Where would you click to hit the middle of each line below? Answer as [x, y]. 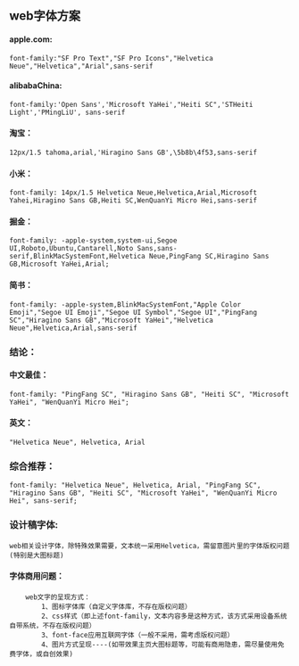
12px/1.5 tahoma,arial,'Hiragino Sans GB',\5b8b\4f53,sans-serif [133, 152]
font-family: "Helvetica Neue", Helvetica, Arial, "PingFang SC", [135, 485]
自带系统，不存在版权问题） [53, 625]
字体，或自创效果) [45, 654]
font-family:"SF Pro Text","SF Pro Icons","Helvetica [112, 58]
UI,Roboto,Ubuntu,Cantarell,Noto [71, 249]
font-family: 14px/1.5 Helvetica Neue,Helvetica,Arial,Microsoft [133, 193]
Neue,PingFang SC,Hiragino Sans [209, 257]
